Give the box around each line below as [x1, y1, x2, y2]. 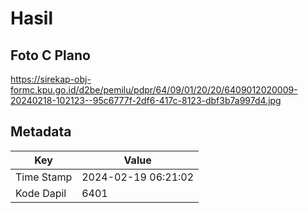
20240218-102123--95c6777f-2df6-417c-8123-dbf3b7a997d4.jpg [10, 95, 282, 106]
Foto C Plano [10, 47, 91, 64]
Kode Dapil [15, 186, 67, 200]
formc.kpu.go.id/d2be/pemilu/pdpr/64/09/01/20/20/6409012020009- [10, 84, 298, 96]
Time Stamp [15, 170, 73, 184]
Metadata [10, 123, 72, 141]
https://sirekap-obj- [10, 73, 92, 85]
